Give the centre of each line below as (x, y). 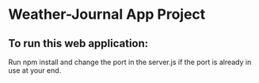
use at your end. (35, 70)
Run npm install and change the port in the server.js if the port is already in (130, 62)
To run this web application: (78, 43)
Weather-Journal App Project (107, 14)
